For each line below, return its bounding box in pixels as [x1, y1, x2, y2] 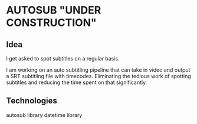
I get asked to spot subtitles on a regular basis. [6, 55, 120, 62]
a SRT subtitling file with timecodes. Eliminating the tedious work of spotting [6, 73, 191, 79]
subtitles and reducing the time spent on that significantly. [6, 79, 147, 86]
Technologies [6, 96, 58, 106]
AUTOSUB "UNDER [6, 4, 101, 17]
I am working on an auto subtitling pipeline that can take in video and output [6, 66, 191, 73]
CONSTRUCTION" [6, 16, 97, 29]
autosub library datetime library [6, 111, 83, 118]
